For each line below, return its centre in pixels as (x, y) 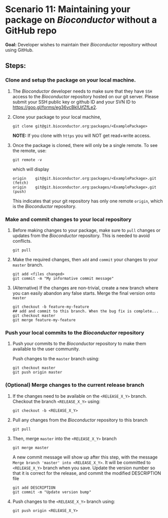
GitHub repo (31, 31)
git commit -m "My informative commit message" (63, 278)
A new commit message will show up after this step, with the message (85, 457)
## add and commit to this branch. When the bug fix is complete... (86, 311)
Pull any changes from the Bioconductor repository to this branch (80, 420)
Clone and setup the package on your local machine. (71, 80)
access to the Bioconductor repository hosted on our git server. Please (86, 96)
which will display (31, 169)
